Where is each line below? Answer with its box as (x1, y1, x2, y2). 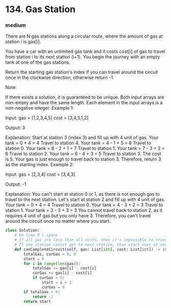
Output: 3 (5, 125, 25, 131)
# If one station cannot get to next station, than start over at (14, 242, 158, 248)
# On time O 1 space (14, 233, 58, 238)
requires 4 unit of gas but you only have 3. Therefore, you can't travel (5, 212, 151, 219)
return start (23, 299, 51, 304)
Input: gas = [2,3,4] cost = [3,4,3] (5, 171, 75, 177)
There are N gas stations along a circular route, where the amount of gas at (5, 33, 163, 39)
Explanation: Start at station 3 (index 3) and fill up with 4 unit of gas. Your (5, 135, 159, 141)
